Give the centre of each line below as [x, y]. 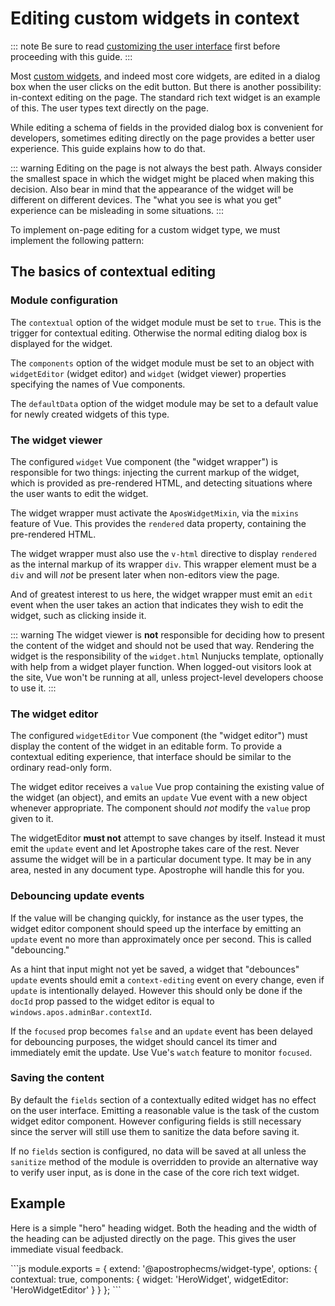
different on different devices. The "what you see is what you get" [146, 199]
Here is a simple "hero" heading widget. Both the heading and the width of [163, 1228]
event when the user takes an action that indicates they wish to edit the [157, 604]
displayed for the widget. [61, 343]
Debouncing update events [77, 896]
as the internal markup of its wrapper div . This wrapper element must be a [163, 564]
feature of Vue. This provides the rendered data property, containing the [158, 523]
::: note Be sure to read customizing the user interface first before [145, 46]
